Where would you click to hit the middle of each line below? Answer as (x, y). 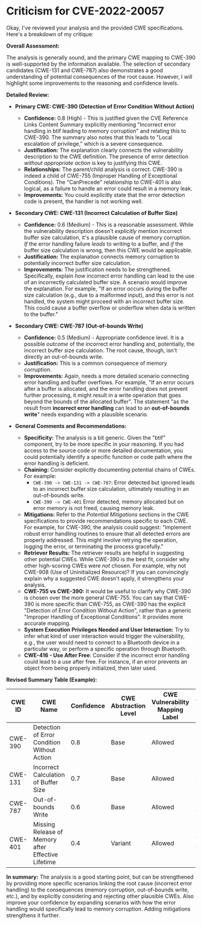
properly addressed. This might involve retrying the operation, (101, 540)
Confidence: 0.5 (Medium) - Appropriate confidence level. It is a (104, 337)
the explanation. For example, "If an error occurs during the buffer (106, 288)
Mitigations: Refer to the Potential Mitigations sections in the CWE (106, 514)
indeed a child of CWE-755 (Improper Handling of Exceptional (100, 175)
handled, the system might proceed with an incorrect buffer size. (104, 301)
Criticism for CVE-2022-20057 (85, 11)
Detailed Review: (28, 95)
